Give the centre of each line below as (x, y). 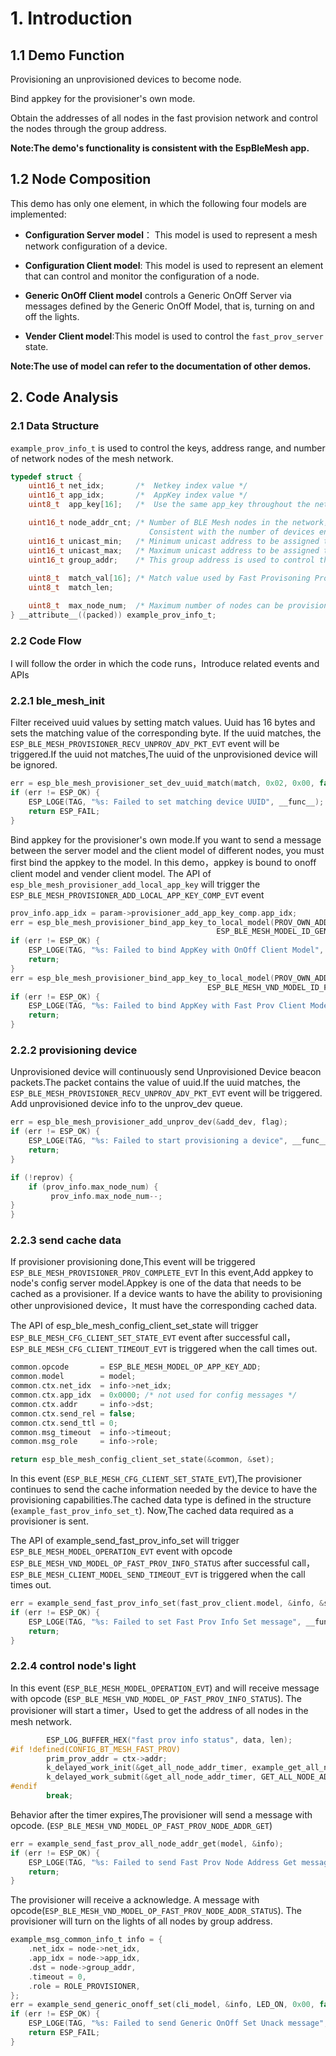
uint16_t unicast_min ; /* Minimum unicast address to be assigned (174, 541)
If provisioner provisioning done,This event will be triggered (133, 1262)
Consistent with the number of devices (231, 532)
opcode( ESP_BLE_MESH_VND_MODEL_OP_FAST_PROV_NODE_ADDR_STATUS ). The (156, 1911)
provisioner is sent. (49, 1521)
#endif (24, 1787)
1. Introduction (71, 18)
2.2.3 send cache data (66, 1240)
